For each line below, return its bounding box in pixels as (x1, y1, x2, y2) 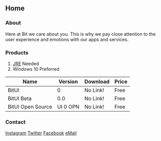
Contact (5, 118, 26, 125)
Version (58, 78, 78, 85)
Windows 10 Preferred (12, 66, 60, 72)
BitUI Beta (8, 95, 32, 102)
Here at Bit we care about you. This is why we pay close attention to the (5, 31, 156, 37)
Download (84, 78, 110, 85)
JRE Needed (12, 61, 39, 67)
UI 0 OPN (57, 103, 80, 110)
